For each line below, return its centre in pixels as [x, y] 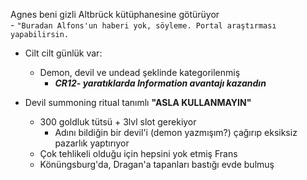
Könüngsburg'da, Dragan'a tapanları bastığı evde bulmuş [157, 164]
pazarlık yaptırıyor [92, 143]
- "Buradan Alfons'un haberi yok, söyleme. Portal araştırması [143, 25]
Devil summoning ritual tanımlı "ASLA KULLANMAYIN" [138, 102]
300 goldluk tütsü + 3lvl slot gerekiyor [118, 122]
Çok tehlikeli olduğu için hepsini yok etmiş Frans [138, 153]
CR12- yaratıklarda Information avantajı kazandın [160, 83]
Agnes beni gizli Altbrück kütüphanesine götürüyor [115, 14]
